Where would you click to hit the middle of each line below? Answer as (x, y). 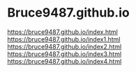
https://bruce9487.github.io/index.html (63, 32)
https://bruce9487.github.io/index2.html (65, 46)
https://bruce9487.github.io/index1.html (64, 39)
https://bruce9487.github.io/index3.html (65, 54)
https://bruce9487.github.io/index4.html (65, 61)
